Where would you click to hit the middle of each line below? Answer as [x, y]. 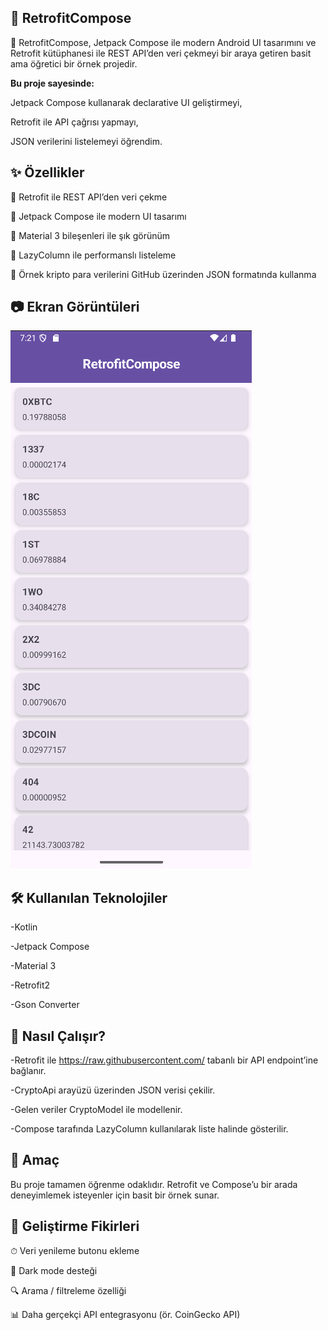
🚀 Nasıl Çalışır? [58, 1036]
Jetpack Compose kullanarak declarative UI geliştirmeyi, [126, 102]
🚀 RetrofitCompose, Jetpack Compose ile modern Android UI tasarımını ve [163, 42]
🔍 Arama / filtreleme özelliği [68, 1290]
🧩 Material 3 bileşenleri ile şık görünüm [90, 235]
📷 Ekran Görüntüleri [75, 307]
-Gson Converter [45, 1005]
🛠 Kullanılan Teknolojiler [89, 897]
